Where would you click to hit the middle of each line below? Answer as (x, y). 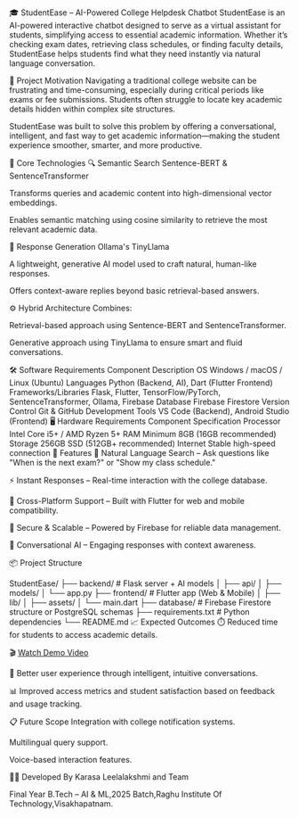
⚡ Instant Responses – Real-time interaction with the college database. (138, 480)
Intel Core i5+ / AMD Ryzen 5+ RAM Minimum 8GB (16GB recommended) (143, 434)
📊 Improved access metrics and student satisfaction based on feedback (142, 691)
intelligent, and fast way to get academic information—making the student (145, 136)
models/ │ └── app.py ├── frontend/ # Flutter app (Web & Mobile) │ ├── (145, 593)
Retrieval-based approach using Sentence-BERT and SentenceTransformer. (148, 325)
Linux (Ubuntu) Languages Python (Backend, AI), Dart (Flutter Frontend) (141, 383)
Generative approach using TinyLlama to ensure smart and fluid (126, 343)
